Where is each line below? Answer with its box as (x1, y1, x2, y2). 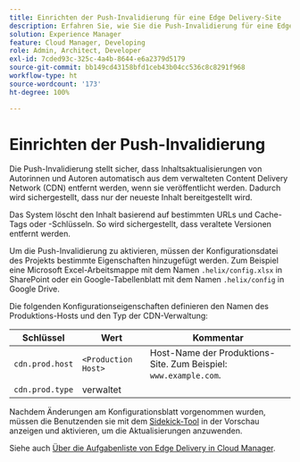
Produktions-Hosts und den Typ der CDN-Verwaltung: (9, 310, 208, 322)
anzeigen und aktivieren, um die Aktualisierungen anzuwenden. (9, 425, 243, 436)
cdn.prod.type (13, 385, 74, 395)
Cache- (254, 209, 283, 220)
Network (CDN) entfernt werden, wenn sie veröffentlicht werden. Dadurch (9, 182, 281, 193)
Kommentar (192, 332, 244, 344)
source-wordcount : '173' (9, 80, 102, 88)
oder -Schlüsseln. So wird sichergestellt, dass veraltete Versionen (29, 219, 272, 230)
